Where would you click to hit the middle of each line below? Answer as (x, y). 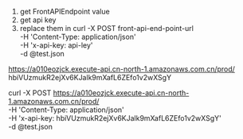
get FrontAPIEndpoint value (65, 12)
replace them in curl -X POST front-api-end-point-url (106, 28)
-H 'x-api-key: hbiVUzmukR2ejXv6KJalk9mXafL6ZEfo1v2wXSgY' (115, 118)
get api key (38, 20)
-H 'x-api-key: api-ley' (56, 45)
